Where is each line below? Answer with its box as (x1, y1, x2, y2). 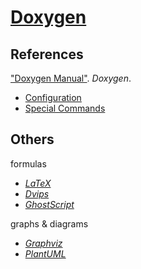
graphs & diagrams (10, 217, 89, 230)
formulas (10, 157, 47, 170)
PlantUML (24, 247, 67, 260)
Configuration (24, 92, 82, 103)
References (10, 46, 84, 63)
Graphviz (24, 237, 63, 249)
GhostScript (24, 198, 75, 210)
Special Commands (24, 102, 106, 114)
